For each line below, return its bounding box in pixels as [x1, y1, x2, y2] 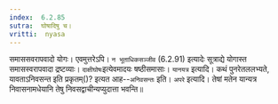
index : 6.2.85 [9, 12, 66, 22]
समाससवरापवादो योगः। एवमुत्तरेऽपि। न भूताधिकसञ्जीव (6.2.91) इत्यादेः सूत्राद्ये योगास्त [9, 54, 247, 65]
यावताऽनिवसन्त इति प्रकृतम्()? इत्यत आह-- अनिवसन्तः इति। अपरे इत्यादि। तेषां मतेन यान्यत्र [9, 74, 258, 84]
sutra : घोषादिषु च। [9, 21, 73, 30]
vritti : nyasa [9, 29, 66, 38]
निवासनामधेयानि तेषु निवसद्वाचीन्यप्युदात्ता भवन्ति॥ [9, 84, 144, 94]
